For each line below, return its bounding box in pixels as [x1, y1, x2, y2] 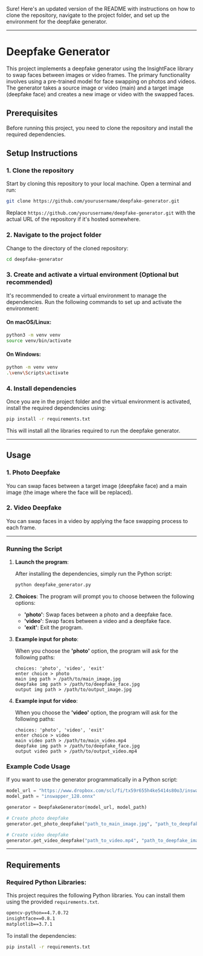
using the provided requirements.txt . [6, 898, 100, 906]
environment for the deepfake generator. [6, 18, 108, 25]
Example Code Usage [6, 762, 71, 771]
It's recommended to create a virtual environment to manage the [6, 292, 167, 299]
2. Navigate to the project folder [6, 231, 101, 239]
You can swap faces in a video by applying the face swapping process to [6, 517, 188, 524]
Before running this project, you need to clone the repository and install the [6, 124, 193, 131]
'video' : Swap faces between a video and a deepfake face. [24, 618, 172, 625]
